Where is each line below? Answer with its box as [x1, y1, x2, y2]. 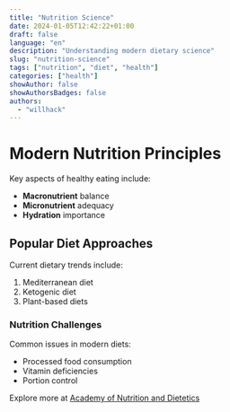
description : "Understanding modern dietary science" [9, 47, 216, 56]
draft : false [9, 30, 58, 39]
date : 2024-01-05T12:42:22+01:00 [9, 22, 135, 31]
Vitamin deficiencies [22, 365, 99, 377]
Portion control [22, 375, 78, 386]
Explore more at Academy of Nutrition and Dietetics [9, 392, 200, 404]
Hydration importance [22, 210, 106, 221]
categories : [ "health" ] [9, 72, 99, 81]
